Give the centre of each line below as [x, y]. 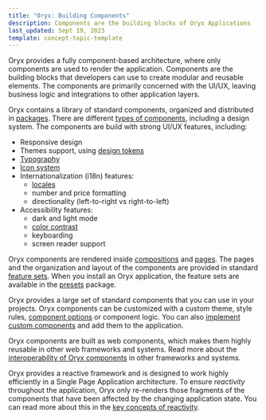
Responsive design [51, 142]
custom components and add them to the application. [96, 326]
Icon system [40, 167]
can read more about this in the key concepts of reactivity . [104, 407]
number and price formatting [79, 193]
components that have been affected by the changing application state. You [133, 398]
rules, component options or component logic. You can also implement [124, 317]
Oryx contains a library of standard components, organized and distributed [131, 110]
